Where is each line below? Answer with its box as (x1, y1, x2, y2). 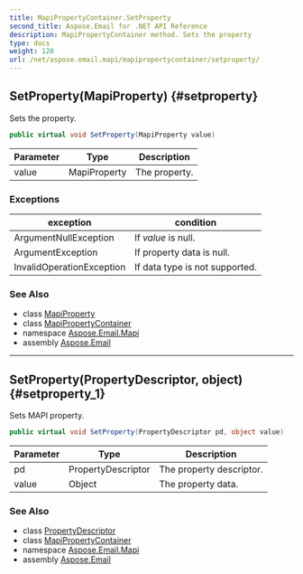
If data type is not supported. (133, 260, 257, 273)
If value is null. (133, 231, 196, 244)
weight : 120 (9, 47, 54, 56)
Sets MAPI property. (9, 410, 85, 421)
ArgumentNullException (14, 231, 115, 244)
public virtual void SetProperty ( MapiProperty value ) (9, 130, 216, 139)
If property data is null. (133, 246, 230, 259)
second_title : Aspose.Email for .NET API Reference (9, 22, 207, 31)
